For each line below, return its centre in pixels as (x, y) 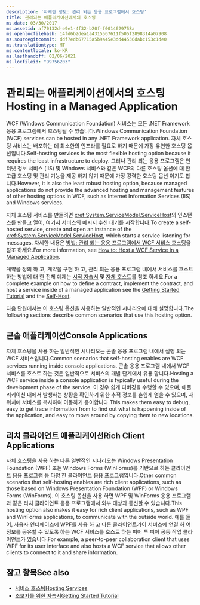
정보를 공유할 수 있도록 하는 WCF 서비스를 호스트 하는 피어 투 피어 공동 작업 (94, 532)
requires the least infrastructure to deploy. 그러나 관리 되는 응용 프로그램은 (95, 161)
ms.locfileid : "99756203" (38, 62)
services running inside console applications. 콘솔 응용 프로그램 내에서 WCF (98, 366)
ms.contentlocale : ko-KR (37, 51)
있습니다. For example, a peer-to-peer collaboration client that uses (108, 539)
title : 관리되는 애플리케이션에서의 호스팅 (51, 17)
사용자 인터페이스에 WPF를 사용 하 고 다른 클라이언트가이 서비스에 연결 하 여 (102, 524)
